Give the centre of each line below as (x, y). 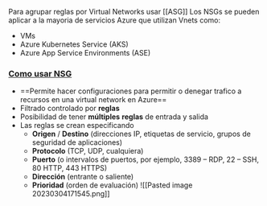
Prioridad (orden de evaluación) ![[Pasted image (112, 185)
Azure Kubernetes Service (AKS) (74, 44)
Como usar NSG (40, 73)
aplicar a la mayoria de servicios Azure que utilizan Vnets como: (115, 20)
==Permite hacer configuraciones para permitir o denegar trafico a (131, 91)
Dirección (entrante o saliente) (83, 177)
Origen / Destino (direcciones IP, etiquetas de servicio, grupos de (141, 134)
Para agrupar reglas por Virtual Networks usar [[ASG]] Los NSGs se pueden (134, 12)
